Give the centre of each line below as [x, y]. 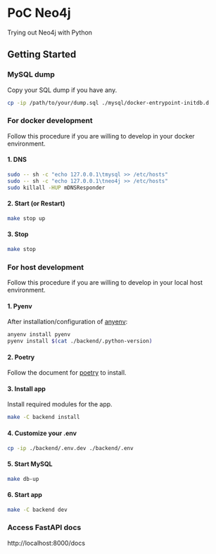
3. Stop [18, 234]
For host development [46, 267]
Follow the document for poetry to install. [67, 373]
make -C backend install [44, 417]
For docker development [50, 121]
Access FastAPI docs [44, 527]
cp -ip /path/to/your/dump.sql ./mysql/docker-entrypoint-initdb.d [108, 103]
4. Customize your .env [42, 433]
